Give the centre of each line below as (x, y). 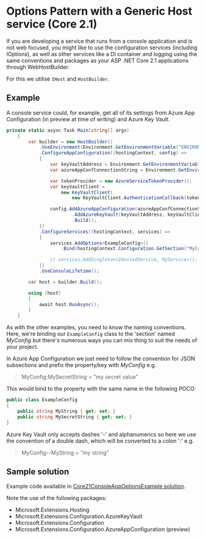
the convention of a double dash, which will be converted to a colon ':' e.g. (100, 441)
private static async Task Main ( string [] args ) (68, 130)
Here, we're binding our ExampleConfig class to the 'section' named (91, 334)
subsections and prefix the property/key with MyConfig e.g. (81, 365)
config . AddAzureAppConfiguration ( (94, 209)
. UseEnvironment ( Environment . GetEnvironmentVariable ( (109, 148)
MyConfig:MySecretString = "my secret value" (80, 377)
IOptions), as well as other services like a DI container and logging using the (102, 54)
